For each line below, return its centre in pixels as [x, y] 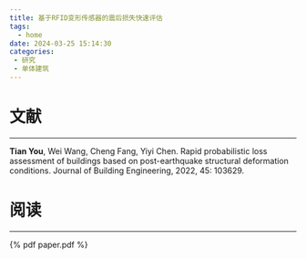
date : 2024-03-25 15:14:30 [61, 43]
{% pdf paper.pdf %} [49, 244]
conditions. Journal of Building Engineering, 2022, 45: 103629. [127, 171]
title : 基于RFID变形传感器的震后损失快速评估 [87, 18]
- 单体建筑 [31, 69]
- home [30, 35]
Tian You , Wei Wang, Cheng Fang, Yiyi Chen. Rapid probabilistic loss [138, 150]
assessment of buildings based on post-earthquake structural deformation [149, 161]
